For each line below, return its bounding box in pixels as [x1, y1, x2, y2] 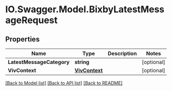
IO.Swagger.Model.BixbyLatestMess [5, 4, 165, 15]
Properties [5, 35, 40, 43]
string [74, 59, 90, 65]
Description [107, 50, 137, 57]
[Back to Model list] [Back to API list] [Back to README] [5, 80, 123, 86]
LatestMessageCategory [8, 59, 70, 65]
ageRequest [5, 14, 58, 26]
